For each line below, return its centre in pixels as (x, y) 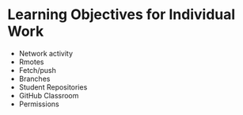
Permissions (39, 104)
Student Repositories (53, 87)
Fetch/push (37, 70)
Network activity (46, 53)
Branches (34, 79)
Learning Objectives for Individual (121, 15)
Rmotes (31, 62)
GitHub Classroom (49, 95)
